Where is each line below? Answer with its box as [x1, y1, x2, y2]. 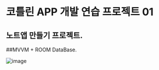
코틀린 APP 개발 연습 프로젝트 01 [6, 5, 154, 19]
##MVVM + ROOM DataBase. [6, 46, 77, 53]
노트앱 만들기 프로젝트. [6, 30, 83, 40]
